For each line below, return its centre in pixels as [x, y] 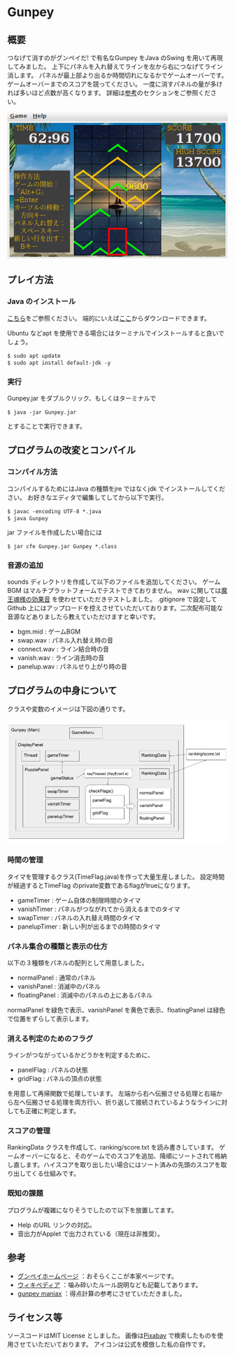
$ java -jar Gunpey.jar [42, 412]
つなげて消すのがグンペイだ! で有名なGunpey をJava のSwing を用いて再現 [115, 58]
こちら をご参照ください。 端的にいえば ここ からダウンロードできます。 [109, 318]
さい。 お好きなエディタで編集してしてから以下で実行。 [87, 497]
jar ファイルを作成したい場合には [55, 532]
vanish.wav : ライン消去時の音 [61, 657]
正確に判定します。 [52, 1111]
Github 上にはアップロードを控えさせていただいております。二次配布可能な [115, 608]
